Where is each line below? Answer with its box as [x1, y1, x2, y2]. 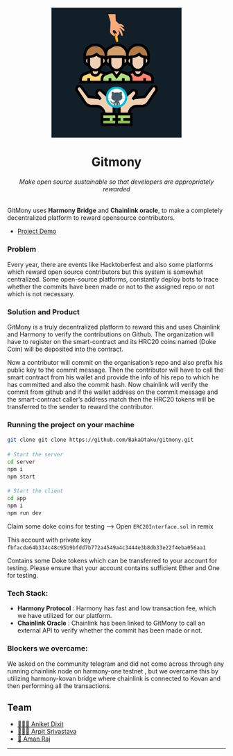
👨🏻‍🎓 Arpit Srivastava [17, 728, 77, 736]
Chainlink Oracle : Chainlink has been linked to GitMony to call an [17, 619, 206, 628]
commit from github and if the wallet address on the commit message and [7, 388, 218, 396]
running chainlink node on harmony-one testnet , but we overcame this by [7, 667, 218, 675]
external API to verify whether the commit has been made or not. [17, 626, 202, 635]
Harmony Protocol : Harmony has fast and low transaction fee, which [17, 604, 216, 612]
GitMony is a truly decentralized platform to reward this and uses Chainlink [7, 323, 221, 331]
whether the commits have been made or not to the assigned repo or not [7, 282, 215, 291]
